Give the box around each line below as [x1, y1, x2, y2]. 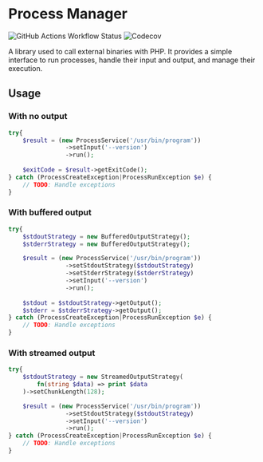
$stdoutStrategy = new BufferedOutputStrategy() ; [22, 232, 191, 240]
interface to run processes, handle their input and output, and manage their [8, 55, 256, 65]
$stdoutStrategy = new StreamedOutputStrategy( [22, 373, 183, 381]
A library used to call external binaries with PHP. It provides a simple [8, 46, 233, 56]
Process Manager [8, 5, 128, 23]
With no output [8, 111, 68, 122]
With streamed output [8, 347, 96, 358]
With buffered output [8, 207, 92, 218]
